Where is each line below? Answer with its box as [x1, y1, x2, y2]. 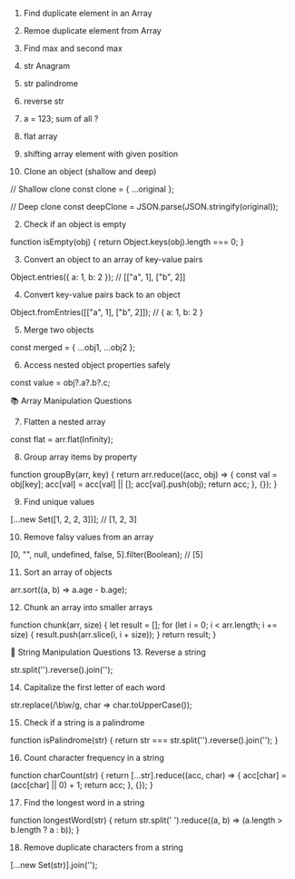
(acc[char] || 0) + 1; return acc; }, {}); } [10, 780, 153, 790]
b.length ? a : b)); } [10, 825, 80, 835]
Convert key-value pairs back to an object [23, 290, 181, 300]
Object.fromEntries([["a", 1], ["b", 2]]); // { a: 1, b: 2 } [10, 307, 203, 317]
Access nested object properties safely [23, 360, 171, 370]
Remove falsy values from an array [23, 531, 154, 542]
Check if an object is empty [23, 219, 127, 230]
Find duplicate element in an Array [23, 8, 152, 18]
